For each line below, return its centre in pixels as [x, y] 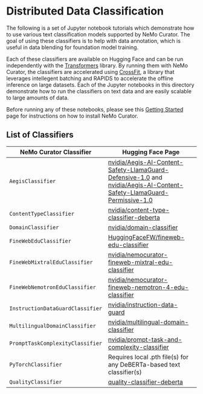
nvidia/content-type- [139, 210]
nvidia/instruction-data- [143, 304]
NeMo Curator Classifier [56, 152]
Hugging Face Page [151, 152]
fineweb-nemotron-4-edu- [148, 287]
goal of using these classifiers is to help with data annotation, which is [94, 41]
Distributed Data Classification [85, 11]
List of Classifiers [40, 135]
